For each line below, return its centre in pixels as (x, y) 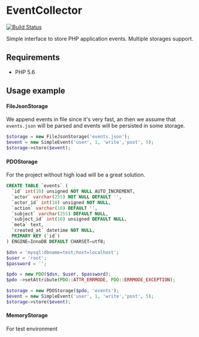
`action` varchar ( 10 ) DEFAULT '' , (55, 208)
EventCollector (44, 10)
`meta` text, (28, 225)
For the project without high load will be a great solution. (76, 175)
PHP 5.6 (25, 72)
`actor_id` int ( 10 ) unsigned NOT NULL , (61, 202)
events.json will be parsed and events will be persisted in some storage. (96, 126)
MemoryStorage (27, 315)
